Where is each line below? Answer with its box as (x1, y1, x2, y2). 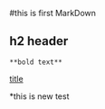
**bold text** (9, 58, 63, 67)
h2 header (9, 33, 69, 49)
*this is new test (9, 90, 70, 102)
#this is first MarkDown (9, 8, 97, 18)
